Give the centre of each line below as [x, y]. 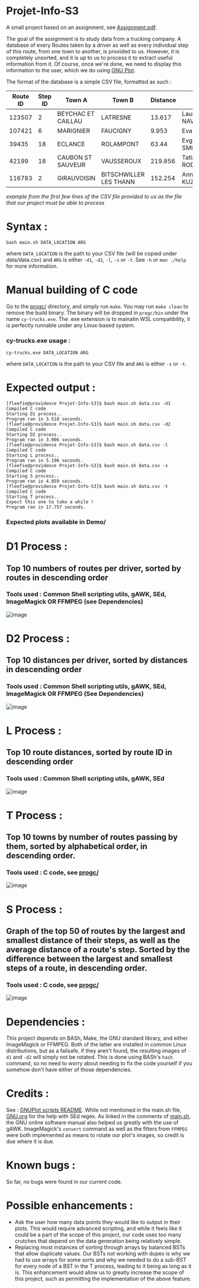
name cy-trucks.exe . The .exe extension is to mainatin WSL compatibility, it [98, 319]
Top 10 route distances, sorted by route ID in [89, 752]
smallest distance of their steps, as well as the [93, 941]
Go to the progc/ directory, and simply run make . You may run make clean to [97, 306]
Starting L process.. [33, 455]
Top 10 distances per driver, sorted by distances [97, 661]
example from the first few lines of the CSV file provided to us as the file [94, 196]
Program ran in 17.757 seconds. [46, 508]
